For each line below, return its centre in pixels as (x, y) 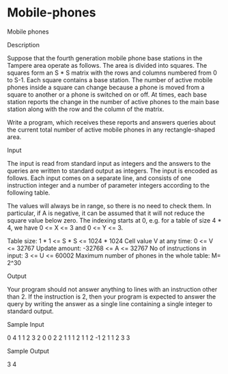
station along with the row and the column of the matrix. (86, 109)
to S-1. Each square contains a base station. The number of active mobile (110, 79)
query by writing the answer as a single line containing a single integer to (110, 303)
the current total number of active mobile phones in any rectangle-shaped (111, 129)
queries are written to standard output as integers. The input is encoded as (112, 171)
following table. (29, 192)
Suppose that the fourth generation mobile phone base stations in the (105, 58)
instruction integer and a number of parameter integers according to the (109, 185)
